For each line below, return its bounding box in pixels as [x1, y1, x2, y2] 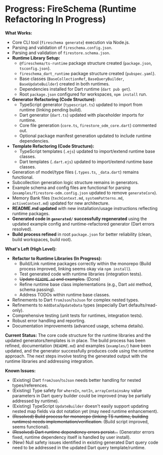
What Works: [5, 30, 33, 36]
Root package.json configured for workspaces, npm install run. [19, 91, 147, 97]
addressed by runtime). [12, 398, 59, 404]
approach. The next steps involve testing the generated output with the [5, 353, 147, 359]
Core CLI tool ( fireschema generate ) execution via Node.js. [12, 39, 130, 45]
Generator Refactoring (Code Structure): [12, 96, 96, 102]
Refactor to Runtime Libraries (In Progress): [12, 255, 102, 261]
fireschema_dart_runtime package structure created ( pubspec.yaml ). [19, 70, 156, 76]
